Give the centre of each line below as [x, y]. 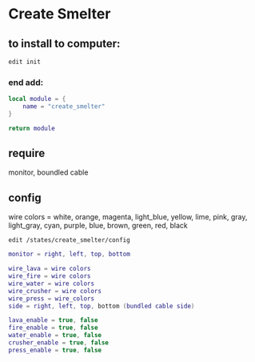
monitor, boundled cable [48, 172]
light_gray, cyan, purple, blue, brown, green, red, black [98, 226]
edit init [25, 62]
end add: [26, 82]
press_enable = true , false [55, 350]
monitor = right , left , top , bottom [69, 254]
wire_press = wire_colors [51, 298]
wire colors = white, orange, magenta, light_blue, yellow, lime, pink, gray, [128, 217]
